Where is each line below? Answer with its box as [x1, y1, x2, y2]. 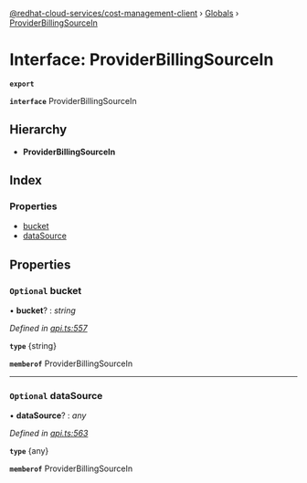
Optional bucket [9, 284, 82, 297]
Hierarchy [9, 122, 68, 138]
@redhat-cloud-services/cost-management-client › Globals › [9, 8, 239, 18]
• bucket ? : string [9, 305, 76, 316]
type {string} [9, 341, 58, 352]
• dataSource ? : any [9, 410, 87, 421]
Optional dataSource [9, 390, 103, 403]
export [9, 79, 35, 89]
